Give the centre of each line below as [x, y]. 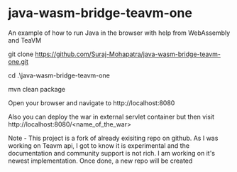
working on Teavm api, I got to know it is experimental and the [99, 145]
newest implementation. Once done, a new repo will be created [100, 161]
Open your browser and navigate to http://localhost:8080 [92, 103]
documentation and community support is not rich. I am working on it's [112, 153]
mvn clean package [37, 89]
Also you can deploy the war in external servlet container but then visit [111, 117]
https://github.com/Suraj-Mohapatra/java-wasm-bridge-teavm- [128, 54]
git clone [21, 54]
